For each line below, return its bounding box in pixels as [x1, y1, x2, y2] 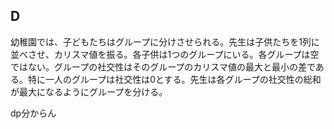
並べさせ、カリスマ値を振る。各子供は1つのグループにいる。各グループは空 [10, 48, 320, 60]
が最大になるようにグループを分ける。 [10, 85, 168, 98]
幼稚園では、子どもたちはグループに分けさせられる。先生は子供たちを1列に [10, 35, 320, 48]
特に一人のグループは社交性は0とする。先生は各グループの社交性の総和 [27, 73, 322, 85]
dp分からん [10, 107, 57, 119]
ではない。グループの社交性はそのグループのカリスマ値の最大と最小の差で [10, 60, 316, 73]
